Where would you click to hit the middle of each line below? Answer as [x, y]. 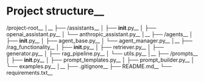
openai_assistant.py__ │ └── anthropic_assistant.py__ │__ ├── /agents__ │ [100, 34]
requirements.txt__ [30, 72]
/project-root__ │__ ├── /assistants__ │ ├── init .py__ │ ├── [81, 28]
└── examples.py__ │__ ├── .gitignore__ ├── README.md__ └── [89, 66]
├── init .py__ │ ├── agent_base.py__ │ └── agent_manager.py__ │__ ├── [100, 40]
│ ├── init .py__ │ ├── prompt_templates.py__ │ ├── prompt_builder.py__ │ [100, 60]
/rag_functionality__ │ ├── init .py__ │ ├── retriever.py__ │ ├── [85, 47]
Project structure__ [55, 11]
